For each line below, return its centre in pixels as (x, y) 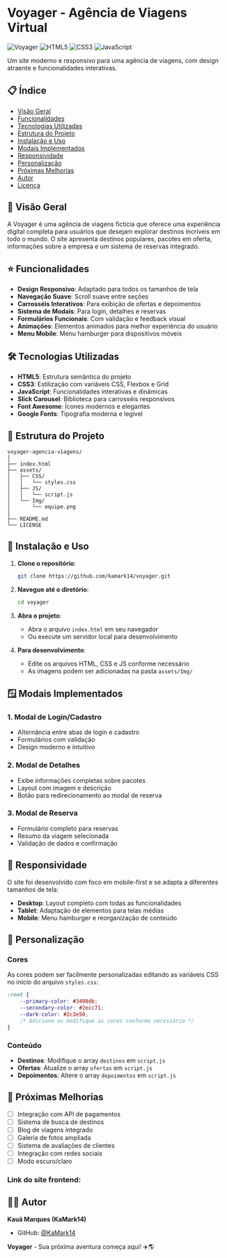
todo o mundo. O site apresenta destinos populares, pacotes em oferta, (110, 239)
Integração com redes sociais (60, 1153)
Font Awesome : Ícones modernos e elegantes (84, 407)
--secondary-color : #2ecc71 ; (62, 1008)
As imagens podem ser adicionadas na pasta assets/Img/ (110, 671)
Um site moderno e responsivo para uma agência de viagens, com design (113, 60)
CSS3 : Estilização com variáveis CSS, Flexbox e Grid (93, 384)
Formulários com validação (56, 740)
